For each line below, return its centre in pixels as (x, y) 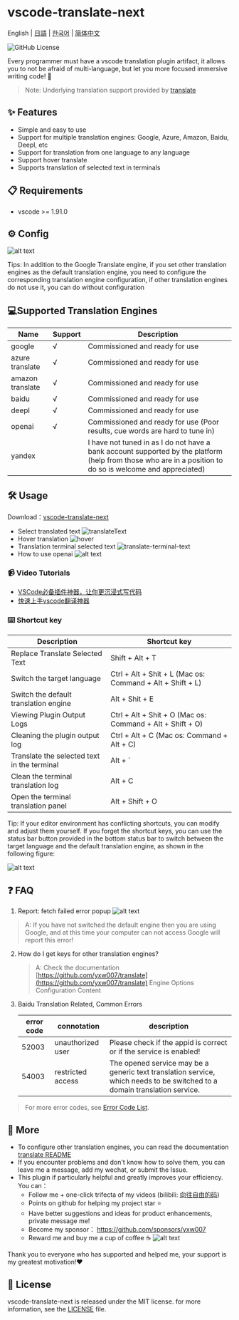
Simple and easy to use (52, 130)
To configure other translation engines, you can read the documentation (123, 1147)
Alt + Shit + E (132, 699)
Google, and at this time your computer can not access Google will (122, 932)
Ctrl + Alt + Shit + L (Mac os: (157, 674)
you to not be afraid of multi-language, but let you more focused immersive (117, 68)
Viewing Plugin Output (48, 714)
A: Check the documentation (77, 968)
